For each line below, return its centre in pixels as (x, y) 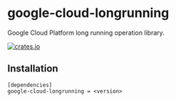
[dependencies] (30, 85)
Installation (33, 69)
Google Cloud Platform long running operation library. (86, 33)
